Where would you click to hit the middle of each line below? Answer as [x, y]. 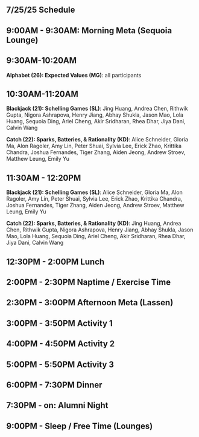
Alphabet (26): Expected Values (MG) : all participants [74, 75]
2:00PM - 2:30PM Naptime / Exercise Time [88, 282]
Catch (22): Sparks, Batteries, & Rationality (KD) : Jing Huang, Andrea [94, 224]
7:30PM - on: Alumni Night [57, 405]
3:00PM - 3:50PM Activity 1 [59, 323]
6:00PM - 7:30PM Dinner [54, 385]
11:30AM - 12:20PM [44, 178]
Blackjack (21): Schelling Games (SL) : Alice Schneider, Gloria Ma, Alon [94, 192]
